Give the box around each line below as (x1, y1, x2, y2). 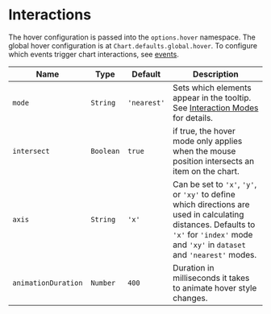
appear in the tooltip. (173, 92, 252, 103)
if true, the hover (173, 125, 236, 136)
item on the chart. (173, 165, 240, 176)
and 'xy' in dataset (173, 239, 246, 250)
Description (192, 68, 240, 80)
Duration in (173, 262, 215, 273)
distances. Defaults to (173, 219, 256, 230)
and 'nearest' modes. (173, 249, 257, 260)
